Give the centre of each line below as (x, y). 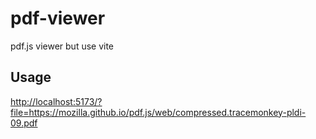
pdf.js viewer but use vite (62, 46)
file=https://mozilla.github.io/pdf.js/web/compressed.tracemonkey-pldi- (158, 112)
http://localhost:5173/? (56, 101)
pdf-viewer (58, 18)
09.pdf (24, 123)
